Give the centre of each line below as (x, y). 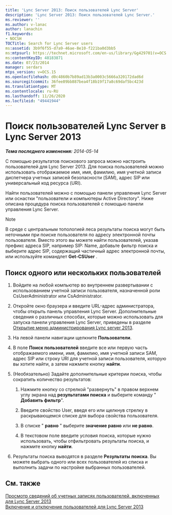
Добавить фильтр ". (42, 400)
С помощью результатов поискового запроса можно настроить (75, 161)
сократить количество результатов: (52, 379)
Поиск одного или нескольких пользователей (83, 273)
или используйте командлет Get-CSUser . (51, 257)
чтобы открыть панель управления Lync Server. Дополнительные (84, 311)
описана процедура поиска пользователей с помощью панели (74, 204)
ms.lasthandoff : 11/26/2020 (35, 96)
